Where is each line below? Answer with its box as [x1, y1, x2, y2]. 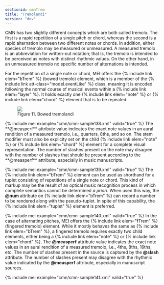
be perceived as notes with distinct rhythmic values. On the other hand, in [5, 56, 154, 62]
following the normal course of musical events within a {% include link [5, 86, 147, 92]
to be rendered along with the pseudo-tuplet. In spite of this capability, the [5, 198, 155, 204]
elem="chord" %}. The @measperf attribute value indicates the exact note [5, 239, 157, 245]
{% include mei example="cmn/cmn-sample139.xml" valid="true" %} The [5, 167, 153, 172]
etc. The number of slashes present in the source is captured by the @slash [5, 249, 159, 256]
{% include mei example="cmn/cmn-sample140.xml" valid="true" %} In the [5, 213, 157, 219]
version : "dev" [5, 16, 36, 21]
